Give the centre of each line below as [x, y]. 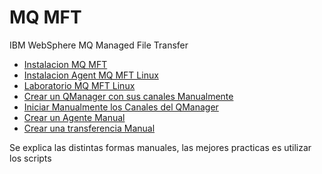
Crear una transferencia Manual [89, 128]
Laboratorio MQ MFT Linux [79, 85]
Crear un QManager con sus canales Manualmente [128, 96]
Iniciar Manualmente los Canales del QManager [121, 107]
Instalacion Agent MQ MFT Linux [91, 75]
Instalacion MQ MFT [65, 64]
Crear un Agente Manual [74, 117]
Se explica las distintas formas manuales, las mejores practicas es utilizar [160, 147]
